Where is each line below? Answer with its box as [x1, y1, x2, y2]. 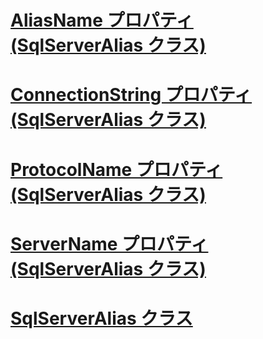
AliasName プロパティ [10, 9, 194, 32]
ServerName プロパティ [10, 232, 209, 255]
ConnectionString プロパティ [10, 84, 253, 106]
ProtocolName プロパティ [10, 158, 223, 181]
